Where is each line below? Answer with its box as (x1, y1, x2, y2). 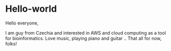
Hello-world (5, 3, 57, 15)
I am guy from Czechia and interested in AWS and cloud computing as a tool (5, 30, 166, 36)
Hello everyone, (5, 20, 39, 26)
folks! (5, 40, 17, 46)
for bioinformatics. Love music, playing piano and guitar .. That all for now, (5, 35, 162, 41)
